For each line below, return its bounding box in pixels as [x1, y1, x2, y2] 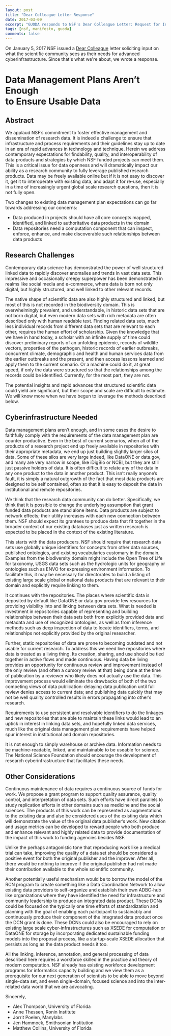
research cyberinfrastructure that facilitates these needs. [5, 757, 125, 764]
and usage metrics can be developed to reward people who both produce [5, 823, 160, 830]
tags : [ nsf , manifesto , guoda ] [5, 27, 72, 32]
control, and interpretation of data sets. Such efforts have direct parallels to [5, 796, 163, 803]
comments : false [5, 31, 40, 36]
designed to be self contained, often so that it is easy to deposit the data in [5, 481, 162, 487]
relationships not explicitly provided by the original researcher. [5, 630, 136, 636]
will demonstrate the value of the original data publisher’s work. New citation [5, 818, 166, 825]
